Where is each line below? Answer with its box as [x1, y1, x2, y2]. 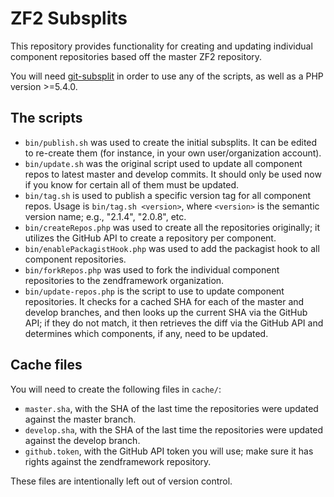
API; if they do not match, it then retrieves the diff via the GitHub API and [24, 317, 324, 329]
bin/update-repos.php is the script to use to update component [24, 285, 285, 297]
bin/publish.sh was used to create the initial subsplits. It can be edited [24, 136, 318, 148]
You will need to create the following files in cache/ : [10, 383, 222, 395]
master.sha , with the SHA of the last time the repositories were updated [24, 402, 319, 414]
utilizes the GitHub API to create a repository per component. [24, 232, 277, 244]
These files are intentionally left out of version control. [10, 475, 233, 487]
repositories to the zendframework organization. [24, 274, 225, 286]
